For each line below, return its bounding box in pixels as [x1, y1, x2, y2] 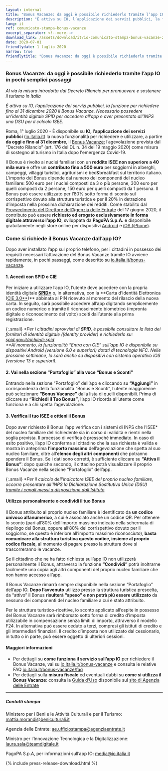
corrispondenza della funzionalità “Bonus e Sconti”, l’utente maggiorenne [5, 386, 156, 392]
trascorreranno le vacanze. [5, 546, 61, 552]
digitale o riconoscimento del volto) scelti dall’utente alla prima [5, 311, 134, 317]
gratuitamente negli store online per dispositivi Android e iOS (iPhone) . [5, 222, 151, 228]
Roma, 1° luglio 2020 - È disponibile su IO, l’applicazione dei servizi [5, 128, 146, 134]
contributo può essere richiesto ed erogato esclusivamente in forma [5, 212, 149, 218]
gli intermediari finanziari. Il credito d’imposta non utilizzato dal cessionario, [5, 628, 161, 634]
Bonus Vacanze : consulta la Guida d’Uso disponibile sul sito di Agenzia [12, 677, 160, 683]
